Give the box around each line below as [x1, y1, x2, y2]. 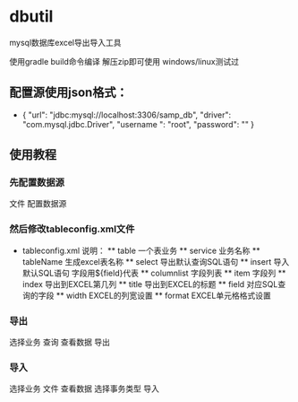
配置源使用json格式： [9, 85, 128, 100]
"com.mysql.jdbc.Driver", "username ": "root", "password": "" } [21, 118, 255, 129]
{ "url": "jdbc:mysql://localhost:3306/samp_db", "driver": [21, 109, 232, 120]
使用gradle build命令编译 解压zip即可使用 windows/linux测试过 [9, 56, 240, 66]
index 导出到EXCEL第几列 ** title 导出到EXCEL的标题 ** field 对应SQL [21, 278, 278, 289]
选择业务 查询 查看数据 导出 [9, 336, 110, 347]
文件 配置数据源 [9, 198, 67, 209]
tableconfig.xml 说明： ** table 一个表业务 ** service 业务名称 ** [21, 245, 261, 256]
